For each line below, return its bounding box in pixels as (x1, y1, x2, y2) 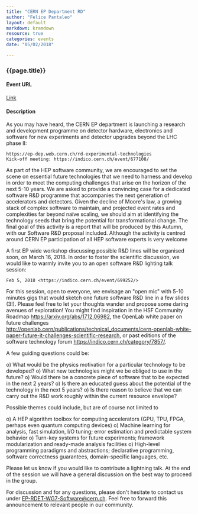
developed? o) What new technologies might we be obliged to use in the (6, 367, 182, 374)
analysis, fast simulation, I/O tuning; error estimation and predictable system (6, 428, 192, 435)
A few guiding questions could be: (6, 350, 90, 357)
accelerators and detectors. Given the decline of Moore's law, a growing (6, 198, 182, 205)
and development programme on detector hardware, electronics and (6, 127, 173, 134)
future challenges (6, 319, 49, 326)
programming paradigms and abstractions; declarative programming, (6, 447, 174, 454)
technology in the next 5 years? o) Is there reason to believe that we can (6, 386, 182, 393)
